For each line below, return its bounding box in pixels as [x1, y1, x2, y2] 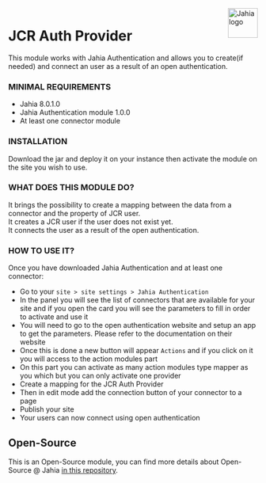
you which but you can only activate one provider [19, 371, 181, 381]
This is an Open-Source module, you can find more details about [8, 457, 219, 466]
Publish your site [19, 405, 74, 414]
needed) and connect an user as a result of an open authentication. [8, 61, 228, 70]
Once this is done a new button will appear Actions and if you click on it [19, 346, 253, 356]
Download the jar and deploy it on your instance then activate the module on [8, 154, 257, 163]
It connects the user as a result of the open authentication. [8, 225, 199, 234]
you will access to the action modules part [19, 354, 158, 363]
